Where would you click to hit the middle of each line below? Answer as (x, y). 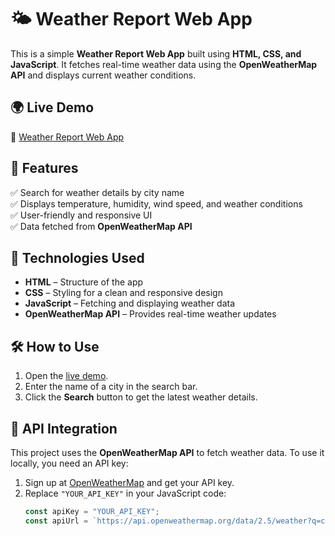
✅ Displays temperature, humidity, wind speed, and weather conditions (156, 203)
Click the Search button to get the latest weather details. (141, 397)
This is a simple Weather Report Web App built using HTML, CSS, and (156, 53)
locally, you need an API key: (69, 463)
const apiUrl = (56, 521)
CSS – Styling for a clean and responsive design (123, 293)
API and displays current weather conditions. (103, 75)
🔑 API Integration (64, 428)
